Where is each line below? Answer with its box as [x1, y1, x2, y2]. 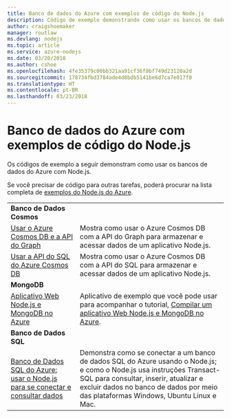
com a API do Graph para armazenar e [80, 232, 203, 241]
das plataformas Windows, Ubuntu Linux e [80, 390, 217, 400]
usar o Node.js [10, 373, 58, 383]
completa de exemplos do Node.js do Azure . [7, 188, 133, 196]
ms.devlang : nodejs [7, 36, 63, 43]
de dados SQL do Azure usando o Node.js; [80, 356, 217, 366]
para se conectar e [10, 382, 71, 392]
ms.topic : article [7, 42, 60, 49]
